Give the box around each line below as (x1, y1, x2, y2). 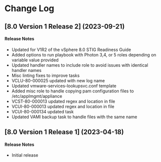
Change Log (4, 3, 54, 14)
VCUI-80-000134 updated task (11, 108, 74, 114)
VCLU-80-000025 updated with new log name (11, 77, 105, 83)
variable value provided (11, 57, 59, 63)
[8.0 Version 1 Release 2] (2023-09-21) (4, 22, 125, 31)
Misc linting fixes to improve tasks (11, 72, 80, 78)
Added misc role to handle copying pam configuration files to (11, 88, 134, 94)
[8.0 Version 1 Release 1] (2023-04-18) (4, 128, 124, 136)
